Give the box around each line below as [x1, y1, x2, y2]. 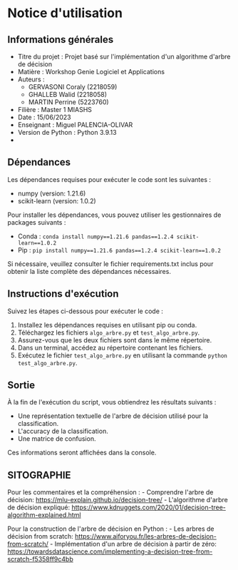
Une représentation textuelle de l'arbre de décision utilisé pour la [17, 412, 209, 420]
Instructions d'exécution [7, 287, 119, 300]
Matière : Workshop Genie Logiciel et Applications [17, 68, 165, 76]
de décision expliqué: [7, 503, 71, 512]
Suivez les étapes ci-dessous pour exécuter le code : [7, 307, 164, 315]
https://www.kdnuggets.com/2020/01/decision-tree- [71, 503, 227, 512]
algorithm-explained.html [7, 511, 81, 519]
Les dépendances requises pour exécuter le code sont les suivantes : [7, 175, 212, 183]
